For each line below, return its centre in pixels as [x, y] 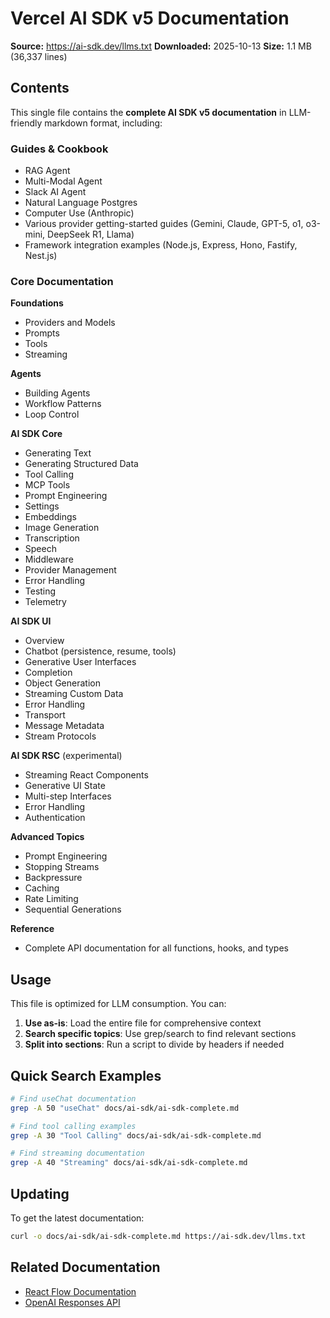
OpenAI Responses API [72, 1302]
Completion [48, 673]
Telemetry [45, 602]
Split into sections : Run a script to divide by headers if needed [154, 1044]
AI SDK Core [36, 434]
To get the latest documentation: [77, 1218]
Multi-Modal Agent [63, 181]
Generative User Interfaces [80, 662]
